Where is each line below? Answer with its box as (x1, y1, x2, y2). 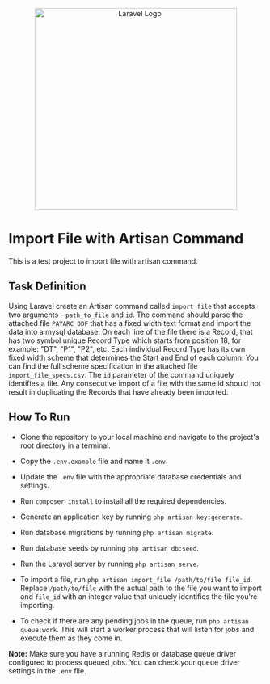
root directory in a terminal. (19, 441, 112, 450)
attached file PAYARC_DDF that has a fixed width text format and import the (8, 318, 251, 327)
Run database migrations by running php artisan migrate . (19, 527, 214, 537)
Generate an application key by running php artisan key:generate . (19, 512, 243, 521)
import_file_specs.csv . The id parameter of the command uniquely (8, 369, 234, 379)
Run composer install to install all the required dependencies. (19, 496, 227, 505)
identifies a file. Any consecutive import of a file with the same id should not (8, 378, 261, 388)
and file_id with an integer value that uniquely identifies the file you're (19, 591, 258, 602)
